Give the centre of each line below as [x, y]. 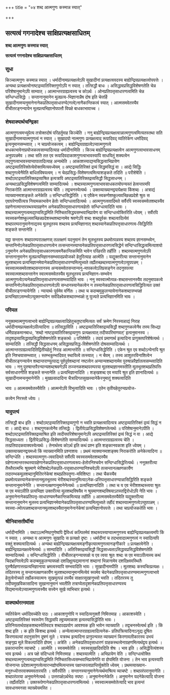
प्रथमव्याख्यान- [136, 665]
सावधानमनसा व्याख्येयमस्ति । [29, 688]
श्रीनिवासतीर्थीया [19, 522]
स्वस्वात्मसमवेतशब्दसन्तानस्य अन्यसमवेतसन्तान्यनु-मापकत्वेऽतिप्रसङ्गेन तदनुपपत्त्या [69, 268]
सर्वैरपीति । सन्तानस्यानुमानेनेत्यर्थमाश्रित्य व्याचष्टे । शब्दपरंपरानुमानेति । [108, 671]
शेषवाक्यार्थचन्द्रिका [22, 122]
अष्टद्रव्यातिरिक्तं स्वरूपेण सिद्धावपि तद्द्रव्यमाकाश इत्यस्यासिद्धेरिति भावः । [60, 620]
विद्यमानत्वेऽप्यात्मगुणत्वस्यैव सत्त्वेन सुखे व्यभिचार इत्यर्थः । [50, 589]
